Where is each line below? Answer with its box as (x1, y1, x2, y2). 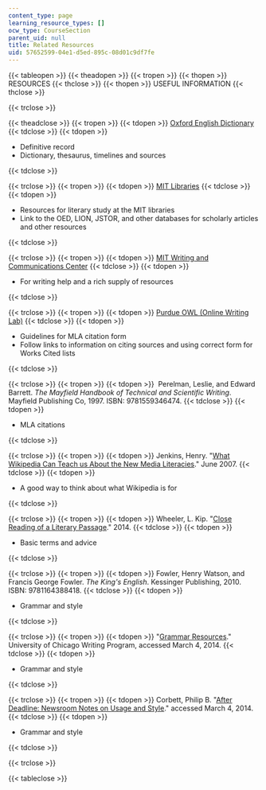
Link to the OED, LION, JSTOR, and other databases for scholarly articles (19, 214, 259, 223)
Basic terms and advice (19, 538, 97, 547)
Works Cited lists (19, 348, 76, 358)
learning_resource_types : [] (8, 19, 105, 27)
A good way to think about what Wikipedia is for (19, 483, 178, 492)
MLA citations (19, 420, 65, 430)
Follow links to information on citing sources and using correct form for (19, 340, 253, 349)
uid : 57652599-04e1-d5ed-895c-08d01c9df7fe (8, 49, 155, 56)
